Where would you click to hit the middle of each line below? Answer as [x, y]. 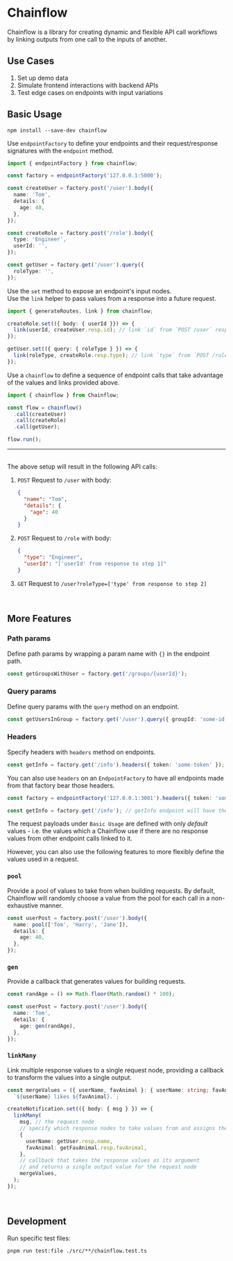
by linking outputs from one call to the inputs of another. [87, 39]
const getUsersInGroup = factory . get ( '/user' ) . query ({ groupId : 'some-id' [118, 719]
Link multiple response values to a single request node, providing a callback [115, 1070]
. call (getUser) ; [37, 427]
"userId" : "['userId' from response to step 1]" [95, 564]
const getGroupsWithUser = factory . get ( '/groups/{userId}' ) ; [97, 674]
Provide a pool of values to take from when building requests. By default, [111, 890]
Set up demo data [43, 78]
